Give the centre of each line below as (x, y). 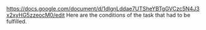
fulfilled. (17, 21)
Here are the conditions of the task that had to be (128, 15)
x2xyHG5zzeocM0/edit (36, 15)
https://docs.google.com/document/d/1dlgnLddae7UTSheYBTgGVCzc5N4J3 (103, 9)
